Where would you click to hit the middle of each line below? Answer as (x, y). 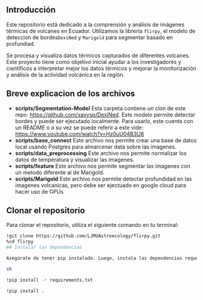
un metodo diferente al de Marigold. (60, 172)
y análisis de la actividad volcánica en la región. (66, 74)
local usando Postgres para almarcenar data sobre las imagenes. (96, 147)
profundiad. (21, 43)
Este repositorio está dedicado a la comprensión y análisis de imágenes (95, 24)
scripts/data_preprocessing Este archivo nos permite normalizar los (101, 153)
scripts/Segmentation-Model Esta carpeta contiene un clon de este (100, 108)
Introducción (31, 10)
